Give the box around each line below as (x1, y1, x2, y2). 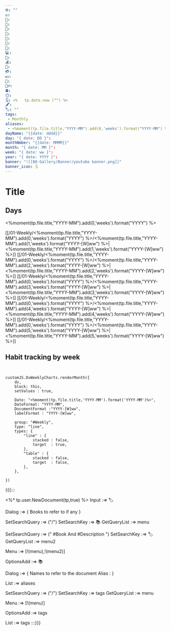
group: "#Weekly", (14, 420, 53, 425)
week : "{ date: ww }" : (5, 150, 53, 155)
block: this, (14, 384, 42, 389)
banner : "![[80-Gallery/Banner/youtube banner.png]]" (5, 159, 122, 164)
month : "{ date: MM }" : (5, 145, 56, 150)
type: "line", (14, 424, 44, 430)
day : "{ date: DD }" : (5, 136, 51, 141)
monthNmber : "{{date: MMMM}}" (5, 140, 70, 145)
